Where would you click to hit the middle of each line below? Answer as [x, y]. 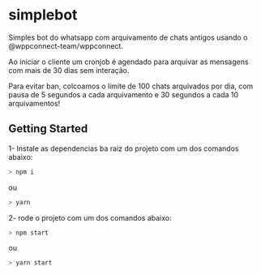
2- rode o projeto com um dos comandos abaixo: [90, 217]
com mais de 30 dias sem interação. [69, 70]
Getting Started [48, 129]
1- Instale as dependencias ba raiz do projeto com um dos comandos [124, 148]
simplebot [43, 15]
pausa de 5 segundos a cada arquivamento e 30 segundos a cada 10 [124, 94]
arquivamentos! [34, 103]
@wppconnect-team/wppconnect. [66, 45]
